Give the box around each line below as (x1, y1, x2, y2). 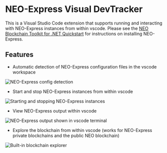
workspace (12, 69, 36, 75)
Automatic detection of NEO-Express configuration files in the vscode (12, 63, 157, 69)
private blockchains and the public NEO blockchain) (12, 132, 120, 138)
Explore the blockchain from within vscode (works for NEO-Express (12, 127, 152, 133)
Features (5, 50, 34, 59)
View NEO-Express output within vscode (12, 107, 97, 113)
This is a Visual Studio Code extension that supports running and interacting (5, 20, 162, 26)
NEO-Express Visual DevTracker (5, 3, 143, 15)
